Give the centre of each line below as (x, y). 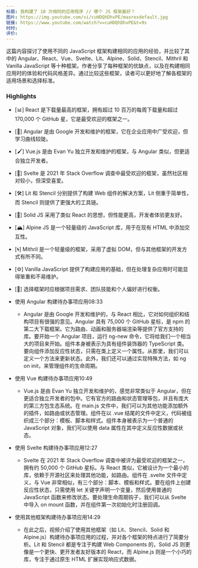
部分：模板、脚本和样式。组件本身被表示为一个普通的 (109, 420)
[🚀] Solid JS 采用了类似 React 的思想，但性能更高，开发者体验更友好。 (100, 215)
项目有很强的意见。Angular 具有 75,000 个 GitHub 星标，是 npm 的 (109, 322)
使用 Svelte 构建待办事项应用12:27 (56, 448)
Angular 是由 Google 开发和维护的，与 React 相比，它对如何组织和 (104, 314)
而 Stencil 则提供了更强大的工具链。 (58, 203)
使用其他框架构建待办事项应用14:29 (57, 517)
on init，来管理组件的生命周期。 (62, 366)
